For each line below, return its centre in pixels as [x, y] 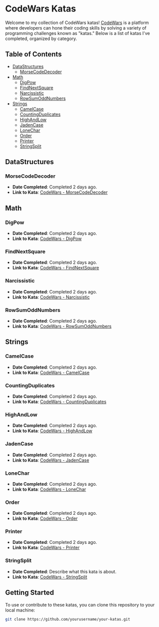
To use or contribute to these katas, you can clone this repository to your [80, 604]
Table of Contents [34, 54]
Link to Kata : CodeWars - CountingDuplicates [59, 402]
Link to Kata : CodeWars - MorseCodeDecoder [60, 192]
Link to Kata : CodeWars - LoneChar [49, 489]
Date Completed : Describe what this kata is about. [64, 571]
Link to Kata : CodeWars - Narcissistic [51, 297]
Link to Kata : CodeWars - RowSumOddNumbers [62, 327]
